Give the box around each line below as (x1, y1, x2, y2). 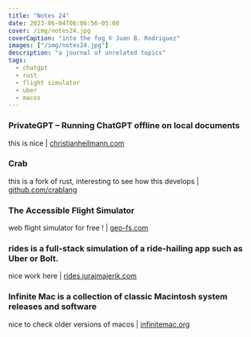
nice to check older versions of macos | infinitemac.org (8, 319, 190, 329)
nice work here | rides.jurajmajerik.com (8, 271, 137, 281)
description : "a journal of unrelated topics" (8, 49, 166, 57)
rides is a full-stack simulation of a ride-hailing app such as (8, 243, 243, 255)
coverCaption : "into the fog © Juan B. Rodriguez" (8, 34, 181, 42)
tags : (8, 57, 26, 65)
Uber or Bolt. (8, 253, 59, 264)
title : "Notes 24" (8, 11, 70, 20)
